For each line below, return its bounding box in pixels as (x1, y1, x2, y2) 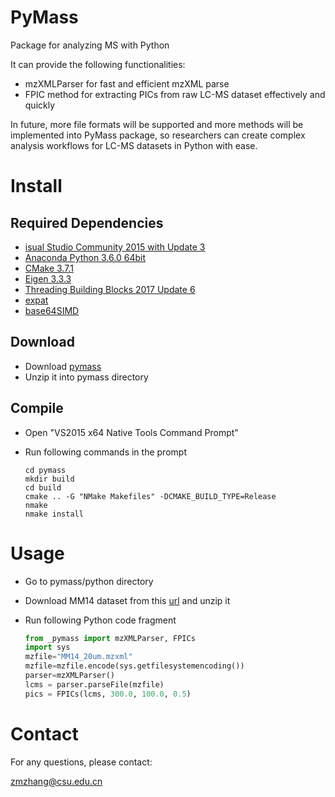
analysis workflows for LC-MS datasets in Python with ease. (10, 139, 258, 151)
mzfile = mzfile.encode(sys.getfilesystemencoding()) (24, 661, 245, 671)
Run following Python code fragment (24, 614, 177, 626)
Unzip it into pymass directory (24, 371, 149, 383)
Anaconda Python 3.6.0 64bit (24, 251, 147, 263)
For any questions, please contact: (10, 756, 153, 768)
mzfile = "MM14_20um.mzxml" (24, 652, 133, 662)
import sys (24, 642, 71, 653)
